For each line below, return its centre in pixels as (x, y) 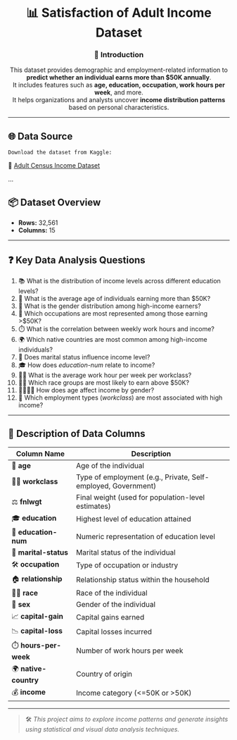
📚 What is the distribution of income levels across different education (119, 280)
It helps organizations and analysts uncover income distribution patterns (119, 100)
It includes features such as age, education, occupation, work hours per (119, 85)
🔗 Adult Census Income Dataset (54, 166)
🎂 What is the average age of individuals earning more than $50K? (114, 298)
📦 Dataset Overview (55, 202)
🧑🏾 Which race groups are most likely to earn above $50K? (103, 382)
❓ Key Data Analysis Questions (77, 260)
